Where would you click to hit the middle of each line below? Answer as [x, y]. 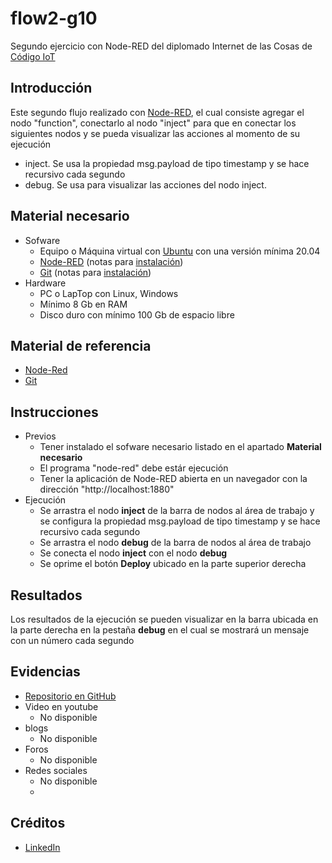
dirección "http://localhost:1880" [107, 489]
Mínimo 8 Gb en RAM [83, 304]
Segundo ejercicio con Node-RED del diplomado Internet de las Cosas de [161, 46]
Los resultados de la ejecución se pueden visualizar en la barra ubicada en [164, 619]
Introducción [51, 88]
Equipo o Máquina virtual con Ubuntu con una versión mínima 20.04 [180, 251]
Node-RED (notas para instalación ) [111, 261]
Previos [40, 436]
